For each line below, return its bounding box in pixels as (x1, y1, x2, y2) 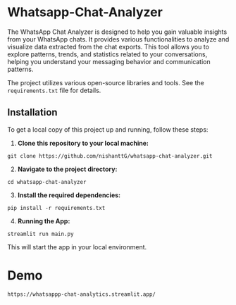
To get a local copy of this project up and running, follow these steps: (7, 125, 209, 134)
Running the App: (17, 216, 70, 225)
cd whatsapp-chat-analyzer (7, 178, 87, 185)
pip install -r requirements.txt (7, 204, 106, 211)
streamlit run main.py (7, 230, 74, 237)
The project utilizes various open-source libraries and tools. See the (7, 78, 204, 87)
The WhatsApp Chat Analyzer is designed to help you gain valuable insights (7, 27, 228, 36)
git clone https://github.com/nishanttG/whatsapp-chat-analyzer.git (7, 152, 213, 159)
